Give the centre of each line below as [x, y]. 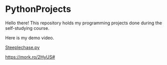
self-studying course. [27, 28]
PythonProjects [38, 9]
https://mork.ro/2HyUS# [30, 57]
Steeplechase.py [22, 47]
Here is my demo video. [30, 38]
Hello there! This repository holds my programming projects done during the [84, 23]
